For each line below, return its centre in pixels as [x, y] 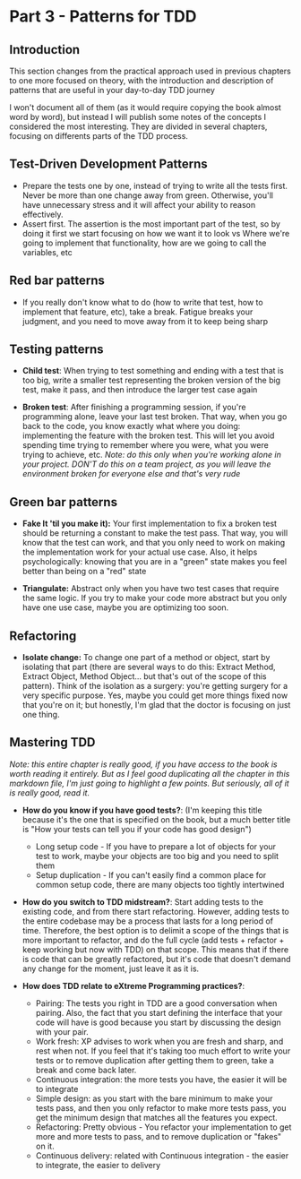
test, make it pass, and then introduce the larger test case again [140, 390]
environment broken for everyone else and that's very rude [131, 474]
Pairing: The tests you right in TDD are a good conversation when [156, 1003]
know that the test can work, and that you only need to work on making [154, 543]
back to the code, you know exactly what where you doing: [131, 426]
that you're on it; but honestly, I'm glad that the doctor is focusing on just [156, 705]
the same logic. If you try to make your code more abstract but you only [155, 598]
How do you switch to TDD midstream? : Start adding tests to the [143, 901]
